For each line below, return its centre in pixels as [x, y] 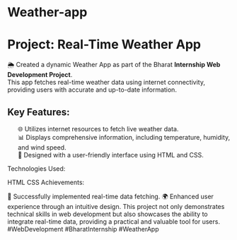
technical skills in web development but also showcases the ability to [108, 214]
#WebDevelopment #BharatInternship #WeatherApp [83, 229]
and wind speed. [42, 147]
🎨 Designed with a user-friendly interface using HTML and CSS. [110, 155]
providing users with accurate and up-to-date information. [92, 90]
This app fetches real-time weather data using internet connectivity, [106, 83]
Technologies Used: [36, 168]
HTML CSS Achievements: [46, 182]
